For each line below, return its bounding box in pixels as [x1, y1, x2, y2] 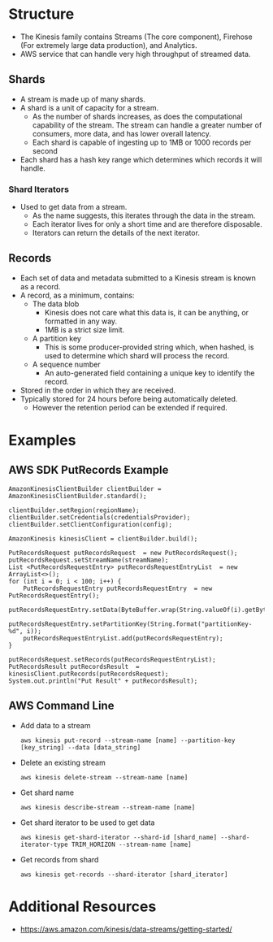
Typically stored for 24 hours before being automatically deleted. [19, 393, 238, 403]
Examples [8, 432, 76, 449]
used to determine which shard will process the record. [44, 350, 230, 360]
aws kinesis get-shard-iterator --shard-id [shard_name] [19, 833, 218, 841]
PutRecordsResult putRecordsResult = [8, 662, 140, 671]
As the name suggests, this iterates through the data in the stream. [32, 211, 256, 220]
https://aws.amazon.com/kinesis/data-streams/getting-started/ [19, 924, 233, 934]
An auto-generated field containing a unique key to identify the [44, 367, 255, 378]
